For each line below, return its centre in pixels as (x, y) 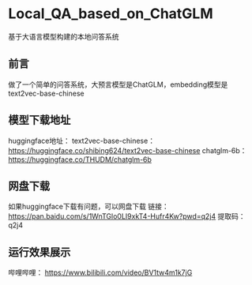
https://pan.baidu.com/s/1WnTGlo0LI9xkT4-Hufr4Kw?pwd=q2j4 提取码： (127, 216)
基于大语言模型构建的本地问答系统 (64, 36)
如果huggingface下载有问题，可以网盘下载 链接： (88, 207)
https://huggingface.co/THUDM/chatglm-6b (80, 159)
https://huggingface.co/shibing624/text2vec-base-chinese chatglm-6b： (128, 150)
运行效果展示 (39, 252)
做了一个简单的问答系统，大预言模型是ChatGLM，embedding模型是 (118, 84)
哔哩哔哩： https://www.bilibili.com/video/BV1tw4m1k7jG (100, 272)
